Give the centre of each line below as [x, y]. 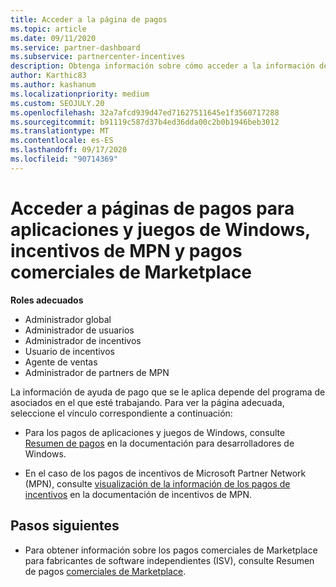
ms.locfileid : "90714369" [64, 159]
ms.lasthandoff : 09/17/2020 [69, 150]
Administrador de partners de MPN [97, 372]
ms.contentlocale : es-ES [62, 141]
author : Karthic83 [48, 76]
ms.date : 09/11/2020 [53, 38]
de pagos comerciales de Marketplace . [105, 571]
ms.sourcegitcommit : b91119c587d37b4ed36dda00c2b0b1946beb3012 [145, 122]
